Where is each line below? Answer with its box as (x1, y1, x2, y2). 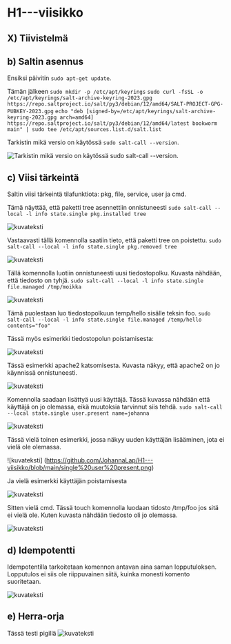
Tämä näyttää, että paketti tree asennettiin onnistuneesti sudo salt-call (7, 204, 212, 212)
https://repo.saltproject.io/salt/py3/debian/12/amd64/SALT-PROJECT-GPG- (7, 101, 224, 108)
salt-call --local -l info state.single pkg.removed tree (7, 244, 177, 251)
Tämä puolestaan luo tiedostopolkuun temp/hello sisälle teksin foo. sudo (7, 309, 211, 318)
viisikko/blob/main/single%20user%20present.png (7, 464, 152, 472)
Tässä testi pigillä (7, 629, 57, 637)
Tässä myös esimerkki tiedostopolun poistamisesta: (7, 335, 154, 343)
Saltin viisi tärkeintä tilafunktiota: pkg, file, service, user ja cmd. (7, 190, 187, 198)
